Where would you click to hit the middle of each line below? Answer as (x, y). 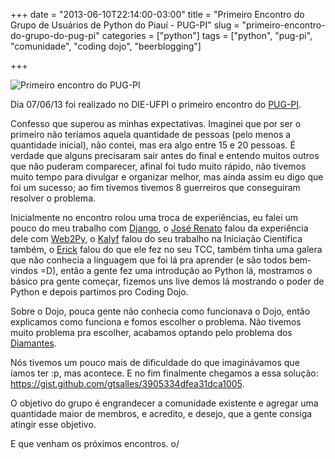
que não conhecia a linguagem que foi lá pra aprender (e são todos (149, 260)
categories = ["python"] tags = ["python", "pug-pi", (207, 35)
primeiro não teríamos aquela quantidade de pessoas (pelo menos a (151, 134)
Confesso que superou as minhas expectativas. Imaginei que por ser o (156, 123)
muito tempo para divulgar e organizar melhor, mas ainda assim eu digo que (167, 177)
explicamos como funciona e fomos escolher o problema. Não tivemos (156, 322)
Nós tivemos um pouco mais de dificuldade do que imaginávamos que (155, 362)
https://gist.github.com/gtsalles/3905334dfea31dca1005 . (127, 383)
